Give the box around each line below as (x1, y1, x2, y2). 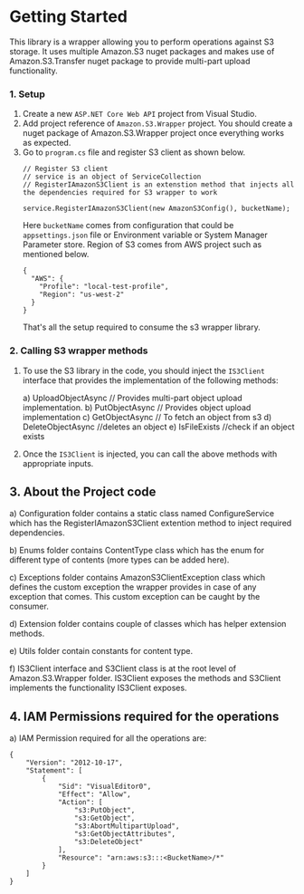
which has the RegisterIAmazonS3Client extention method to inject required (9, 518, 292, 529)
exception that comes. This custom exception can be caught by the (9, 591, 261, 602)
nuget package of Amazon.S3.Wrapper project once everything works (22, 128, 285, 139)
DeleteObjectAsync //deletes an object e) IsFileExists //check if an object (22, 421, 296, 432)
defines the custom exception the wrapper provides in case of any (9, 582, 257, 592)
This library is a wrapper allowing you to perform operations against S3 (9, 36, 274, 47)
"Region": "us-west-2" (39, 290, 125, 300)
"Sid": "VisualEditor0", (57, 782, 152, 792)
